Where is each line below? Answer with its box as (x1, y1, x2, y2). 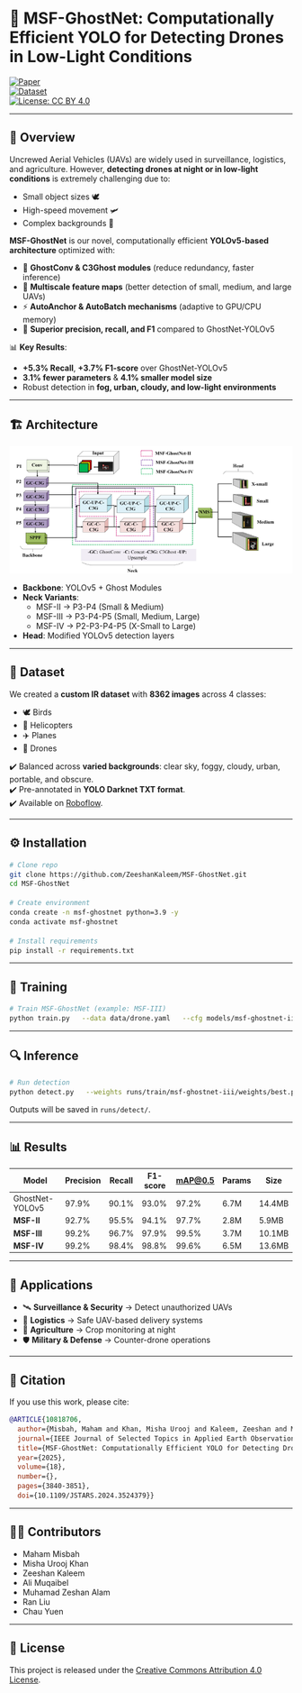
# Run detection (9, 1077, 70, 1087)
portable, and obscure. (9, 773, 94, 784)
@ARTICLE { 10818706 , (9, 1415, 83, 1424)
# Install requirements (9, 937, 99, 946)
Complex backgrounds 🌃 (22, 217, 114, 228)
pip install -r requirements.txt (9, 946, 135, 955)
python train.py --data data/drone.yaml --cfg (9, 1014, 203, 1023)
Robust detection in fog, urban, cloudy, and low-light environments (22, 381, 277, 392)
